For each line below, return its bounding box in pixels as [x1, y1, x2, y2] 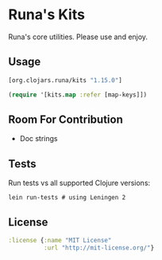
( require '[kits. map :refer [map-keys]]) [8, 90, 148, 99]
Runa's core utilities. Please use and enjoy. [8, 32, 148, 41]
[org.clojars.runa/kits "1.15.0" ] [8, 76, 123, 85]
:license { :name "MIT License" [8, 236, 112, 244]
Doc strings [19, 134, 58, 144]
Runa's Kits [8, 6, 86, 24]
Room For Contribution [8, 112, 123, 126]
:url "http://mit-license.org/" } [43, 243, 155, 252]
